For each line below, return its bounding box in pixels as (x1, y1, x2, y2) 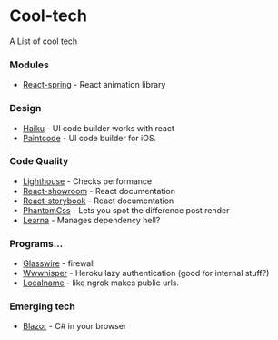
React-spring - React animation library (22, 79, 166, 90)
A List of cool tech (9, 36, 78, 46)
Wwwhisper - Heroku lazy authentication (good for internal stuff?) (22, 268, 270, 279)
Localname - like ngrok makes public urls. (22, 277, 180, 288)
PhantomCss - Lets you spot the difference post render (22, 204, 230, 215)
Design (9, 102, 42, 115)
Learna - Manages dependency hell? (22, 214, 161, 225)
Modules (9, 58, 50, 71)
